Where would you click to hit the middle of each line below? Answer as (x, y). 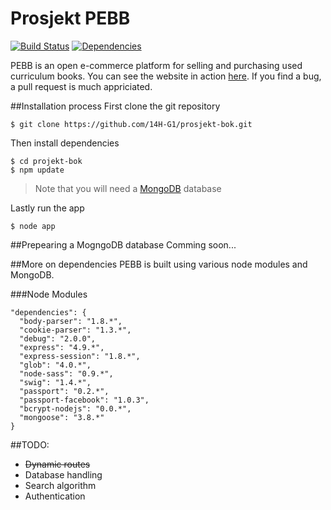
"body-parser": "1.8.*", (71, 321)
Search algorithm (60, 485)
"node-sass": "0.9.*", (66, 373)
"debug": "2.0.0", (58, 338)
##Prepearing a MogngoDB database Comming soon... (123, 244)
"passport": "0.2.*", (64, 391)
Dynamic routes (57, 464)
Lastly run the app (47, 208)
